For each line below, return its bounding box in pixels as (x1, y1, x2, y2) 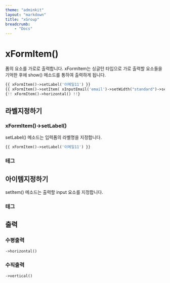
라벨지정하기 (5, 107, 42, 116)
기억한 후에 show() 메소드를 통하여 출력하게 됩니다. (5, 72, 106, 78)
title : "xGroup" (5, 17, 39, 22)
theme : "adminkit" (5, 7, 44, 13)
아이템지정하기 (5, 174, 49, 183)
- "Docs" (14, 26, 33, 31)
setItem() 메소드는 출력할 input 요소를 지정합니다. (5, 189, 104, 195)
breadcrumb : (5, 21, 30, 27)
